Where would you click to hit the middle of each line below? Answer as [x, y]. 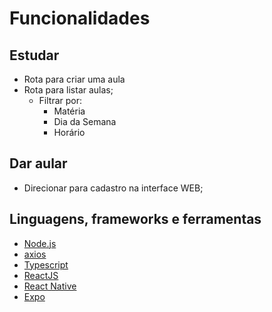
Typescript [46, 264]
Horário [69, 132]
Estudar [34, 55]
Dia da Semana [85, 121]
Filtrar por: [60, 100]
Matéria [69, 111]
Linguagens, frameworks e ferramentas [135, 219]
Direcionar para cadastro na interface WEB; [113, 188]
